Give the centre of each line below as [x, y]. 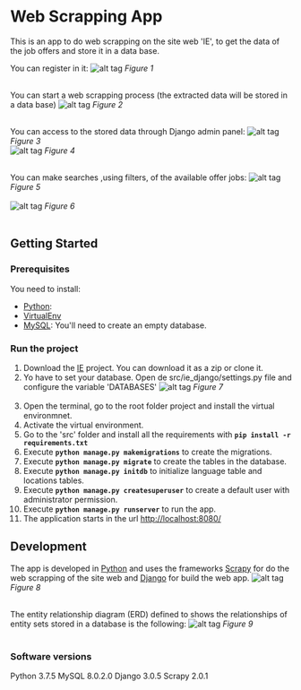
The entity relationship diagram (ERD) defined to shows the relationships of [149, 614]
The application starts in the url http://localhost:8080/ [122, 518]
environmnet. [47, 415]
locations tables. [53, 480]
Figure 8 [26, 587]
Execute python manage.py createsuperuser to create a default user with [156, 489]
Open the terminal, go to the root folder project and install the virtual [149, 406]
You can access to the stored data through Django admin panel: [128, 131]
